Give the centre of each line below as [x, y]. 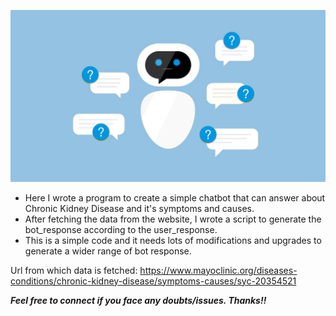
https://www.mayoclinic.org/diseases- [218, 270]
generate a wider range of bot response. [108, 251]
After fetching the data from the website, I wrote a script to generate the [173, 219]
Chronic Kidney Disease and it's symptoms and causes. [139, 208]
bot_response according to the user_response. [121, 229]
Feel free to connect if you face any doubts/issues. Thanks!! [138, 300]
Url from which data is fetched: [74, 270]
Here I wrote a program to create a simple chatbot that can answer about [175, 197]
